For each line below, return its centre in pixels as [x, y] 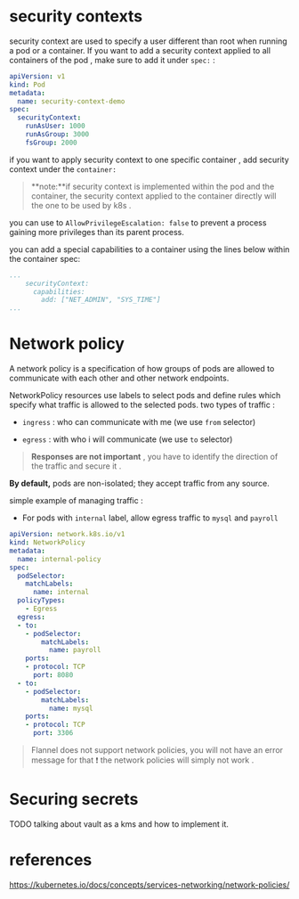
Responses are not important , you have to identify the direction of [154, 457]
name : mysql [71, 708]
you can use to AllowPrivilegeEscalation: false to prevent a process [138, 222]
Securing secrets [74, 800]
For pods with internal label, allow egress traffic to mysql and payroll [150, 518]
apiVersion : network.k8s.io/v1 [67, 535]
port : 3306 [53, 733]
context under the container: [63, 169]
